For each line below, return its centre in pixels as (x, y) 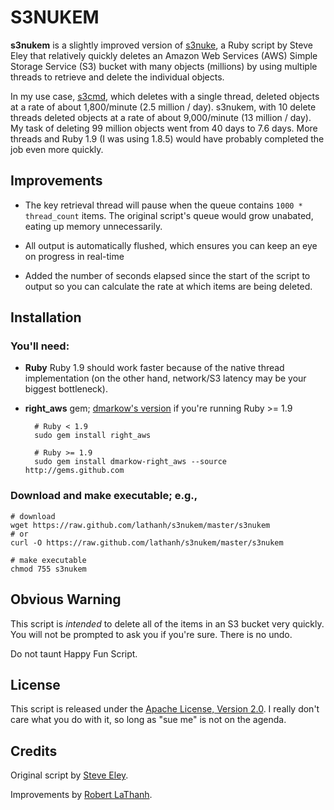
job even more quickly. (57, 149)
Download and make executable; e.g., (104, 496)
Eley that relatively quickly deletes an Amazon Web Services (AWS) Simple (164, 55)
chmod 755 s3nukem (48, 569)
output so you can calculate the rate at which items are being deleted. (168, 286)
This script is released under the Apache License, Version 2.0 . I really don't (165, 709)
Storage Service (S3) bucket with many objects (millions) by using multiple (164, 66)
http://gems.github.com (74, 471)
